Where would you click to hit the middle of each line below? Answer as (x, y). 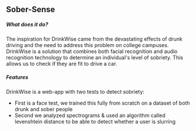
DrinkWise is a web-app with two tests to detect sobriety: (75, 92)
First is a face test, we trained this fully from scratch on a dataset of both (102, 103)
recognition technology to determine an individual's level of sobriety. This (94, 58)
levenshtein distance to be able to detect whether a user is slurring (95, 122)
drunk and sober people (44, 109)
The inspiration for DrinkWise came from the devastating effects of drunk (94, 39)
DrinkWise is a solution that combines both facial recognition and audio (92, 51)
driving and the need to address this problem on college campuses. (87, 45)
